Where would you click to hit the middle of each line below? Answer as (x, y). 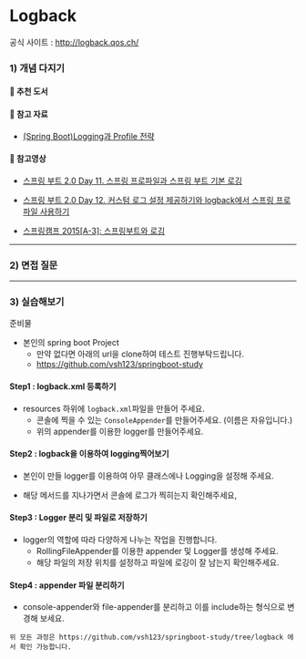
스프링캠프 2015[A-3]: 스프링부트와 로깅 (94, 231)
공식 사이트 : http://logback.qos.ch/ (74, 42)
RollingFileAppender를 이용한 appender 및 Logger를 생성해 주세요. (158, 551)
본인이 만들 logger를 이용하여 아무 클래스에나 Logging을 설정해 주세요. (148, 476)
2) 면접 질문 (34, 265)
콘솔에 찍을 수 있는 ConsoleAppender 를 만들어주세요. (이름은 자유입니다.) (164, 419)
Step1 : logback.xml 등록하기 (63, 386)
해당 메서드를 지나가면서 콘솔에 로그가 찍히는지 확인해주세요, (130, 495)
